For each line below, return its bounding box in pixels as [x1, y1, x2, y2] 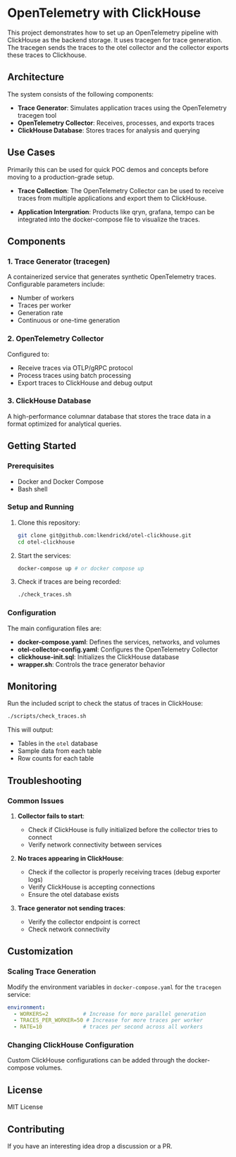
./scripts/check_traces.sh [7, 713, 87, 720]
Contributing [7, 1123, 65, 1135]
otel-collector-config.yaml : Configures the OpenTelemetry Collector [17, 645, 218, 654]
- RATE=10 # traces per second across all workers [13, 1024, 203, 1031]
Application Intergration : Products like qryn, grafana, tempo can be [17, 207, 215, 216]
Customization [7, 945, 74, 957]
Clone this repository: [17, 518, 80, 527]
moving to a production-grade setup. [7, 173, 115, 181]
